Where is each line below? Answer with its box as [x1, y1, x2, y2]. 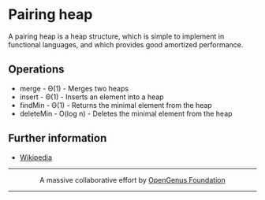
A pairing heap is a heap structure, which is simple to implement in [8, 31, 225, 41]
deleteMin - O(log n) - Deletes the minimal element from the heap [19, 109, 233, 118]
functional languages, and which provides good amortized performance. [8, 39, 244, 49]
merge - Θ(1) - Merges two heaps [19, 83, 129, 93]
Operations [8, 63, 65, 76]
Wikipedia [19, 152, 53, 162]
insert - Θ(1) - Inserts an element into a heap [19, 92, 164, 102]
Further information [8, 131, 107, 145]
